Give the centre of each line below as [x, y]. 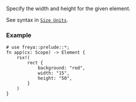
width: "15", [53, 73]
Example [19, 35]
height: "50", [55, 78]
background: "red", [61, 68]
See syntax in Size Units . [37, 20]
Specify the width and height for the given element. [68, 9]
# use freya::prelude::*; [38, 47]
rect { [35, 63]
